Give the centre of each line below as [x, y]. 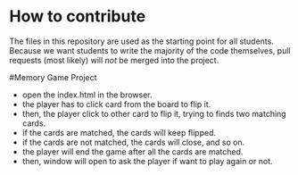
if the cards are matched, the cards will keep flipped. [119, 132]
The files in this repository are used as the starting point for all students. [141, 41]
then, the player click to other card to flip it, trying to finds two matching [154, 113]
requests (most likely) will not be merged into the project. [114, 60]
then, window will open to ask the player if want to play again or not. [147, 161]
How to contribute [78, 17]
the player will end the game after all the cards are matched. [132, 151]
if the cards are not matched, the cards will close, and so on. [133, 142]
